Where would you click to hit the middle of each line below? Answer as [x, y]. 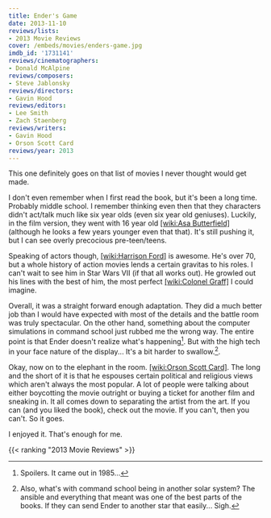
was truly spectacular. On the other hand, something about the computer [129, 323]
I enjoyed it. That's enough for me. [65, 434]
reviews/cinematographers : [54, 61]
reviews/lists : [34, 31]
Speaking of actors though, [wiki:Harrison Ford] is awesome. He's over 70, [132, 256]
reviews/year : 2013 [41, 151]
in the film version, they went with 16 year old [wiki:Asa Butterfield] [119, 223]
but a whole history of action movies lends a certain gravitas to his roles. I [131, 265]
